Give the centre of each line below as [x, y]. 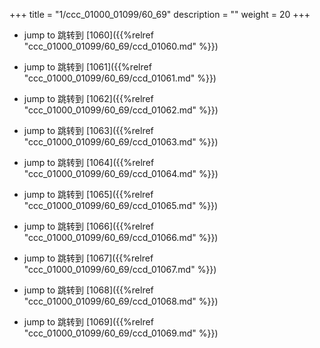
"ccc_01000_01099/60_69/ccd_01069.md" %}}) [121, 333]
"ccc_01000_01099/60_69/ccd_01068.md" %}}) [121, 301]
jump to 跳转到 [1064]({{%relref [89, 162]
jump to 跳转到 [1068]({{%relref [88, 290]
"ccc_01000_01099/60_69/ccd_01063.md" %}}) [121, 142]
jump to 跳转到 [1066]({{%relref [88, 226]
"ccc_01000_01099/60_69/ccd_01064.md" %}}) [121, 173]
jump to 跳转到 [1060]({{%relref [88, 35]
